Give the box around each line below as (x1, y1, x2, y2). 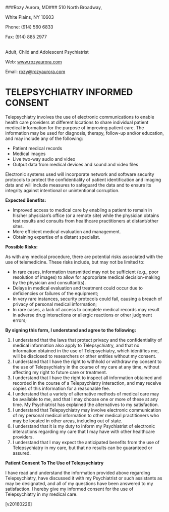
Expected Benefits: (5, 197, 46, 203)
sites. (12, 223, 24, 229)
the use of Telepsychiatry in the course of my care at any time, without (12, 363, 160, 370)
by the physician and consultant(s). (12, 279, 86, 285)
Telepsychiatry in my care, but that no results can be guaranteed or (12, 445, 153, 451)
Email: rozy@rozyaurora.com (5, 68, 66, 75)
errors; (12, 317, 27, 323)
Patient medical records (12, 145, 62, 151)
